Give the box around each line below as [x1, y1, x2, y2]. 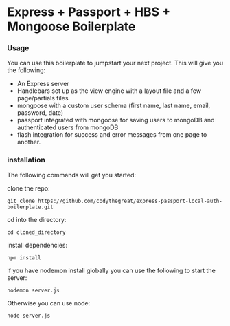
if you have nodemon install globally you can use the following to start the [7, 266, 216, 274]
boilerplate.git [7, 204, 54, 210]
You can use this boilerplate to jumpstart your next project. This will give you [7, 59, 224, 67]
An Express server [16, 80, 70, 88]
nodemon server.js [7, 287, 60, 294]
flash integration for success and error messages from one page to [16, 131, 207, 139]
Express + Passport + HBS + [7, 4, 171, 20]
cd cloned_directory [7, 228, 67, 236]
